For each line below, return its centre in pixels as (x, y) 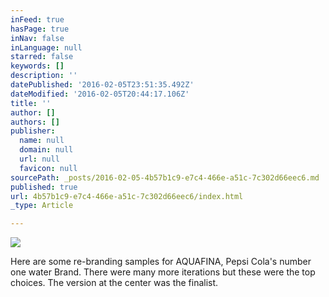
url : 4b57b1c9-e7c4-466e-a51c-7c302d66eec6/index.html (127, 196)
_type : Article (42, 206)
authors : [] (35, 122)
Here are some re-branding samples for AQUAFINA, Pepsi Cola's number (161, 262)
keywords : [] (37, 66)
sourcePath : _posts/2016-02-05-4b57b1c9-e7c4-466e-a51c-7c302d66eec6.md (165, 177)
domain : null (46, 150)
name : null (42, 141)
